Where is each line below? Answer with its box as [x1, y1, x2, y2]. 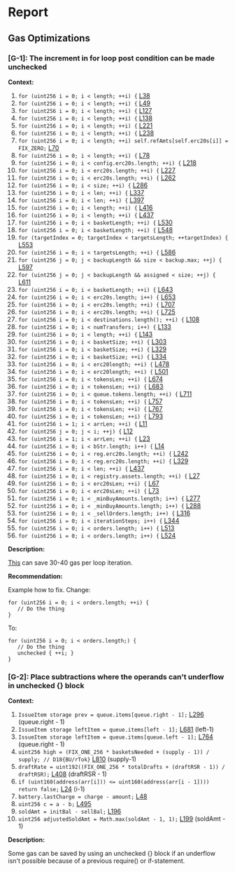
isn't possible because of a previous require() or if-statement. [8, 857, 185, 865]
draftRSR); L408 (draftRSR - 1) [17, 770, 107, 779]
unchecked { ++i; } [17, 650, 74, 657]
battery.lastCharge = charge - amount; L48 [17, 792, 148, 800]
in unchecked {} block [8, 680, 85, 690]
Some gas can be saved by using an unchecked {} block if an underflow [8, 850, 216, 858]
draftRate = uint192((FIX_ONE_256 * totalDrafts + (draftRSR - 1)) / [17, 764, 226, 771]
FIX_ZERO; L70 [17, 143, 59, 152]
